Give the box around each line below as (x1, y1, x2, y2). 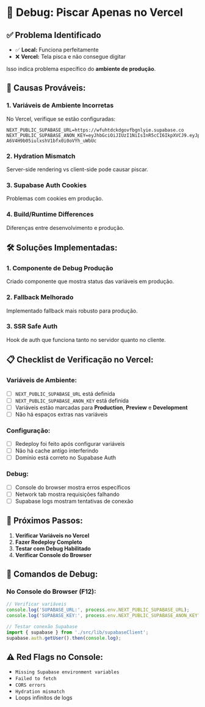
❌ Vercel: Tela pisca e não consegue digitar (15, 53, 126, 60)
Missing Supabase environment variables (15, 669, 120, 675)
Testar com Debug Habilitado (15, 544, 92, 552)
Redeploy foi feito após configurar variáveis (15, 440, 125, 448)
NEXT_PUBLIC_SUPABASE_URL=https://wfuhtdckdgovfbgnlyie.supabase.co (6, 127, 184, 133)
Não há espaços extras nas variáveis (15, 410, 108, 418)
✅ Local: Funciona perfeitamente (15, 46, 99, 53)
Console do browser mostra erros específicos (15, 483, 131, 491)
